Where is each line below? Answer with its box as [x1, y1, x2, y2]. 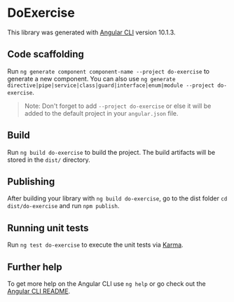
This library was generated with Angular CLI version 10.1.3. [7, 28, 176, 36]
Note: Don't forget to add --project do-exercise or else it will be [24, 102, 212, 110]
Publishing [7, 175, 55, 187]
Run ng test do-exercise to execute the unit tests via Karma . [7, 240, 184, 249]
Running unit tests [7, 222, 89, 234]
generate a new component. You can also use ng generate [7, 74, 176, 83]
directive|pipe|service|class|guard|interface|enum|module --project [7, 82, 215, 89]
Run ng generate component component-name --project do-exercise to [7, 67, 210, 75]
